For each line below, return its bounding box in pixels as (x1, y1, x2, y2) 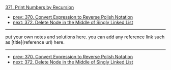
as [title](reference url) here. (5, 39, 65, 45)
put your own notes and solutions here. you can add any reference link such (5, 34, 165, 40)
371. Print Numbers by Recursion (5, 5, 74, 10)
